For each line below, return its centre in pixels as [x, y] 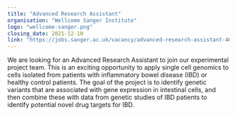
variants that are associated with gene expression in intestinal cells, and [112, 90]
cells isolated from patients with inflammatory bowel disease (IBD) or [107, 75]
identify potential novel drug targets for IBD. [71, 105]
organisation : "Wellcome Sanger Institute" [72, 20]
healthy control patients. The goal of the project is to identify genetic [107, 82]
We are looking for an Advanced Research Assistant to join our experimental [118, 60]
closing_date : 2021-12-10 [45, 33]
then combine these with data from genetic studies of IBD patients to [107, 97]
